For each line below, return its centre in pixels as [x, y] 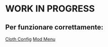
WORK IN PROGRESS [50, 9]
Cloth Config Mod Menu [30, 39]
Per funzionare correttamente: [55, 27]
